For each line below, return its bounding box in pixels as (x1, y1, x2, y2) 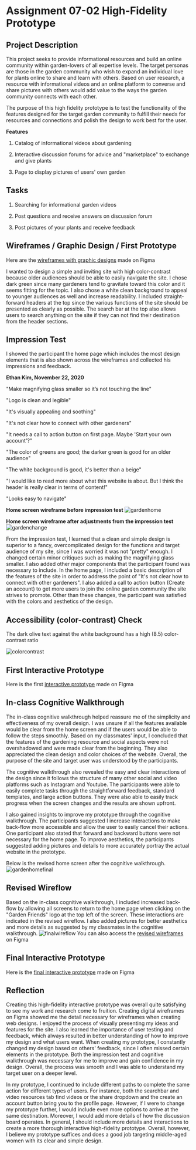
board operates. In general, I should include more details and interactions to (6, 1118, 189, 1125)
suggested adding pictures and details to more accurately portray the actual (6, 842, 190, 849)
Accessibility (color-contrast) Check (6, 615, 142, 625)
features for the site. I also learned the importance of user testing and (6, 1026, 174, 1033)
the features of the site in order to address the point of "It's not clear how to (6, 573, 189, 580)
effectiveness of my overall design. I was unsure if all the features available (6, 719, 187, 726)
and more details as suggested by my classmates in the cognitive (6, 923, 164, 930)
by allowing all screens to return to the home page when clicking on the (18, 905, 190, 912)
